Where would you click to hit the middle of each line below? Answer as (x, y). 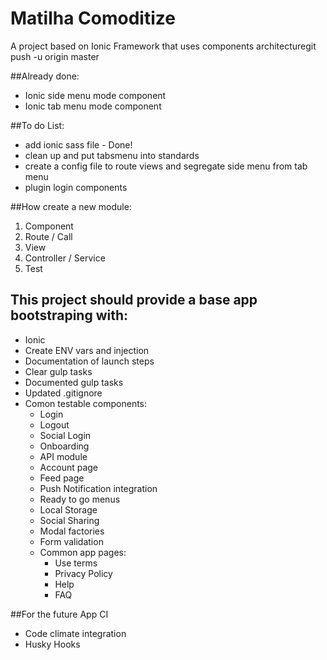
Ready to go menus (80, 499)
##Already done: (45, 76)
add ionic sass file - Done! (78, 144)
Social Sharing (69, 520)
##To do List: (37, 125)
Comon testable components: (86, 403)
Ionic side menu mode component (95, 95)
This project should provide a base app (134, 300)
